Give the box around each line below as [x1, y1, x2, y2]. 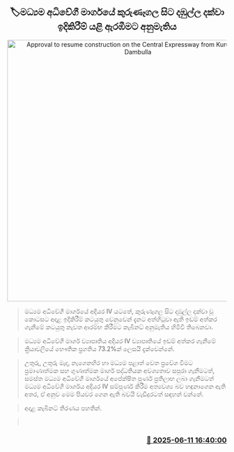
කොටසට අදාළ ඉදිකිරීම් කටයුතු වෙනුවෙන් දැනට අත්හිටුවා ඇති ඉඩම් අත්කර [24, 315, 218, 323]
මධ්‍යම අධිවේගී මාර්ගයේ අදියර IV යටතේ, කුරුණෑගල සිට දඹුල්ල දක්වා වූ [24, 307, 214, 315]
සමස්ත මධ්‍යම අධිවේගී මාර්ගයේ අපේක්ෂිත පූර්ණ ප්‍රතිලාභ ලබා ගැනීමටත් [24, 374, 214, 382]
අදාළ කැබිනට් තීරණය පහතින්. [24, 404, 102, 412]
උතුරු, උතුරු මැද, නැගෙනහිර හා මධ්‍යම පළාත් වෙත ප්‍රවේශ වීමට [24, 359, 194, 367]
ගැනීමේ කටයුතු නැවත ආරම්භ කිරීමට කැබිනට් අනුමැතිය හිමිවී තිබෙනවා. [24, 322, 214, 331]
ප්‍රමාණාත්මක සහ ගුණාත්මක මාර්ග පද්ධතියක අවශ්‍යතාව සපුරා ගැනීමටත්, [24, 366, 214, 375]
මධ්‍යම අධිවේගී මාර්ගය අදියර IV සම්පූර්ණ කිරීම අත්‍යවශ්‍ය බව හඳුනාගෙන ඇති [24, 382, 226, 390]
